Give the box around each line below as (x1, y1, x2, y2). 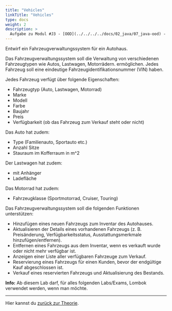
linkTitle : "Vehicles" (5, 12, 54, 17)
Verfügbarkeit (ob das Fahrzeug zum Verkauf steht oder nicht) (12, 119, 144, 125)
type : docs (5, 17, 29, 22)
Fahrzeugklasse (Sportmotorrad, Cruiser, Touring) (12, 195, 118, 201)
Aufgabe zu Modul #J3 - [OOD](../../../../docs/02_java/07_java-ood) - (10, 31, 166, 36)
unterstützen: (5, 211, 34, 216)
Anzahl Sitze (12, 144, 39, 151)
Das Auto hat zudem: (5, 129, 50, 135)
